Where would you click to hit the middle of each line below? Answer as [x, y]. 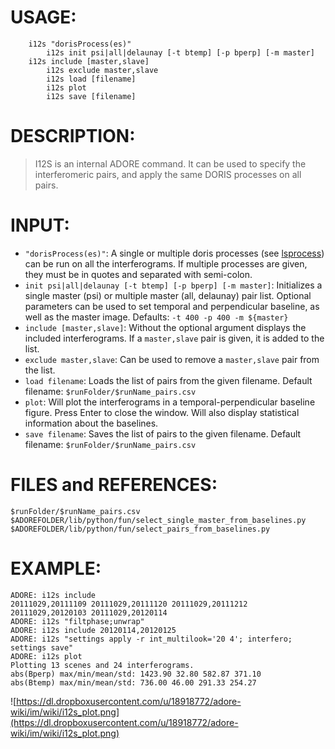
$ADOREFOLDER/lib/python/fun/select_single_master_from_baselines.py [158, 520]
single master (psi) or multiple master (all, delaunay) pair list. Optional [168, 295]
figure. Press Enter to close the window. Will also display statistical [162, 412]
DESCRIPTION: [73, 136]
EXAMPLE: [56, 568]
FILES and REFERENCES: [114, 485]
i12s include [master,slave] [89, 61]
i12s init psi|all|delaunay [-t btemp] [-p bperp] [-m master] [180, 52]
